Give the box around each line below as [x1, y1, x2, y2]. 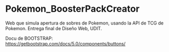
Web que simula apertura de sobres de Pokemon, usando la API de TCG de [5, 20, 164, 26]
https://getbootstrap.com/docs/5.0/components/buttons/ [5, 40, 126, 46]
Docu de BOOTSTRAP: [5, 35, 53, 41]
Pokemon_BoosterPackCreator [5, 3, 140, 15]
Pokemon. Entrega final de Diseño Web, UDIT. [5, 25, 102, 31]
